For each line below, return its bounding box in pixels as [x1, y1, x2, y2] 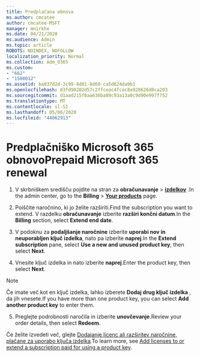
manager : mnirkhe [6, 25, 50, 32]
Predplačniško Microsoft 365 [6, 140, 154, 154]
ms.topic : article [6, 43, 52, 49]
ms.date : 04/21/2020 [6, 31, 58, 37]
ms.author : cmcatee [6, 14, 55, 20]
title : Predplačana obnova [6, 8, 74, 15]
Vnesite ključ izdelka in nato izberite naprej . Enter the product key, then [14, 259, 190, 266]
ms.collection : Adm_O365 [6, 59, 68, 65]
